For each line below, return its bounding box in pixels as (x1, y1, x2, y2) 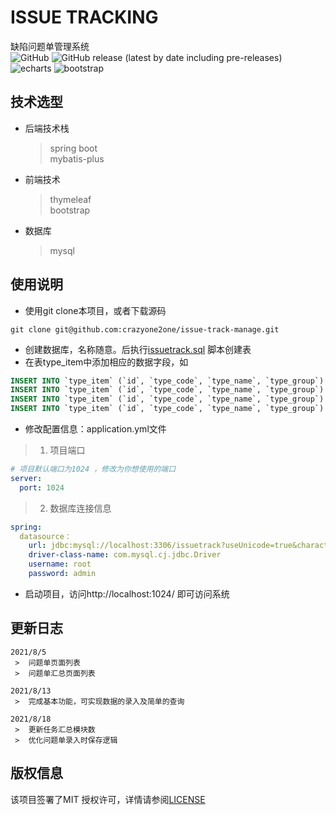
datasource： (19, 531, 72, 541)
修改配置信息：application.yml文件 (24, 423, 167, 435)
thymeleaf (49, 193, 92, 205)
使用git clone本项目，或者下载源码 (24, 304, 167, 316)
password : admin (28, 569, 97, 579)
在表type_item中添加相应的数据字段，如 (24, 356, 189, 368)
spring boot (49, 142, 98, 154)
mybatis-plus (49, 152, 105, 165)
